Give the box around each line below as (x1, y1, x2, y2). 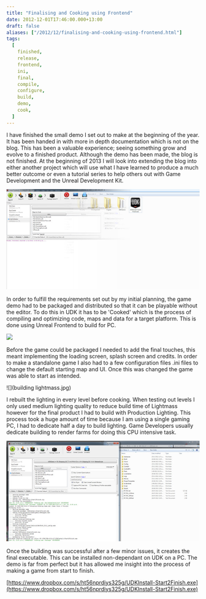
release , (17, 55, 40, 61)
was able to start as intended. (6, 372, 82, 380)
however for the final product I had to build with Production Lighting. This (6, 409, 191, 417)
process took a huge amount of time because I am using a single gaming (6, 415, 190, 423)
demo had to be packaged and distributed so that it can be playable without (6, 302, 198, 309)
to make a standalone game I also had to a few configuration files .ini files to (6, 359, 199, 366)
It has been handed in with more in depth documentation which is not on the (6, 137, 199, 145)
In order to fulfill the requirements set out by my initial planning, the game (6, 295, 192, 303)
